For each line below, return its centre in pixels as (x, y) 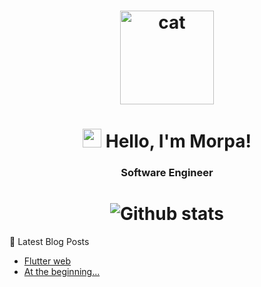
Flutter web (47, 261)
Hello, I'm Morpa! (178, 141)
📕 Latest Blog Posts (49, 242)
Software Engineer (167, 173)
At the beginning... (62, 272)
